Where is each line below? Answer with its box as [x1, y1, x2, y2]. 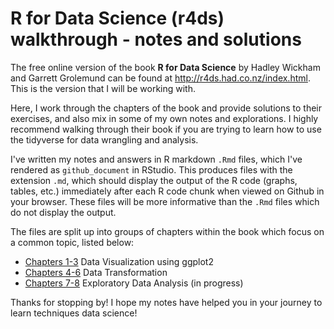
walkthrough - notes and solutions [10, 28, 302, 51]
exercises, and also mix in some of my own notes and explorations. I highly [10, 112, 319, 124]
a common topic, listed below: [10, 236, 135, 248]
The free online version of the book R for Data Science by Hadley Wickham [10, 61, 321, 73]
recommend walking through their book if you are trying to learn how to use [10, 123, 322, 135]
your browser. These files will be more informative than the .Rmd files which [10, 195, 320, 207]
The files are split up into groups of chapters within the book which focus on [10, 225, 325, 237]
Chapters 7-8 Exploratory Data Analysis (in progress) [24, 277, 244, 289]
